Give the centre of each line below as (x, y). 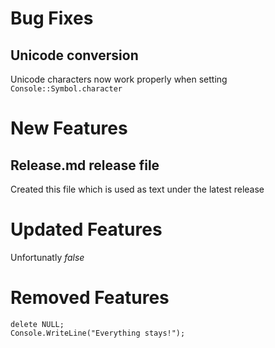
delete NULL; (37, 324)
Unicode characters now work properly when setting (119, 79)
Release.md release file (85, 165)
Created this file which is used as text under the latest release (137, 189)
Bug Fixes (52, 18)
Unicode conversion (74, 55)
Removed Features (90, 298)
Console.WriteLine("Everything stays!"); (98, 333)
